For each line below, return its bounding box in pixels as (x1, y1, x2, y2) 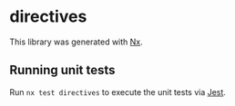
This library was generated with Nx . (9, 36, 143, 47)
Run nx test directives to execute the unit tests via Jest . (9, 86, 226, 97)
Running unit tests (9, 63, 116, 78)
